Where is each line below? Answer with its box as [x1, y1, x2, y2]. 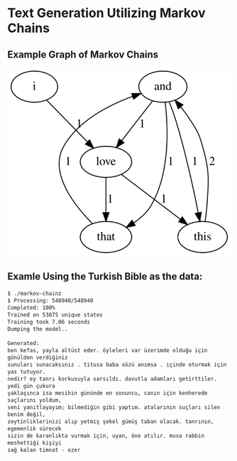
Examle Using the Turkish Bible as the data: [7, 270, 203, 282]
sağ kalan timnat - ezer [7, 447, 81, 454]
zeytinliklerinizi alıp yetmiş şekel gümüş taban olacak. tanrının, [7, 418, 214, 425]
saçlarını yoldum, [7, 397, 62, 404]
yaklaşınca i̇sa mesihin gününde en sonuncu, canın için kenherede [7, 390, 208, 397]
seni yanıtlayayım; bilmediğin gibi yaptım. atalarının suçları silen [7, 404, 221, 411]
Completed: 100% [7, 304, 55, 312]
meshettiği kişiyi [7, 440, 62, 447]
